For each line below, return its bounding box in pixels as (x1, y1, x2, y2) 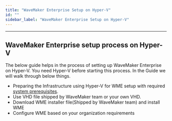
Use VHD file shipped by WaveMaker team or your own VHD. (12, 94, 141, 100)
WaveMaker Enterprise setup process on (5, 40, 138, 49)
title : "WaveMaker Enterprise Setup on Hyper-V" (5, 7, 111, 13)
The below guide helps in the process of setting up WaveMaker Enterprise (5, 62, 162, 68)
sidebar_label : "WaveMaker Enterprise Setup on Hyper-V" (5, 17, 130, 22)
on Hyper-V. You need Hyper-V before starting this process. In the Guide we (5, 67, 166, 74)
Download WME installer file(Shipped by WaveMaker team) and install (12, 99, 160, 105)
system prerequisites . (12, 88, 59, 94)
